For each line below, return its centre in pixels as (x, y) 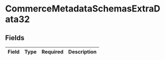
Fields (15, 38)
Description (82, 52)
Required (53, 52)
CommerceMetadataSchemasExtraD (83, 9)
